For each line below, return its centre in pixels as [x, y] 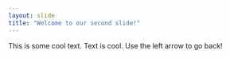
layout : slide [32, 15]
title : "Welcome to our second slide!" [74, 23]
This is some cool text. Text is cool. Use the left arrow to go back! [115, 45]
